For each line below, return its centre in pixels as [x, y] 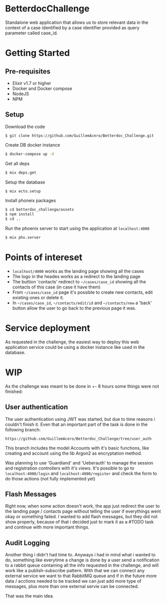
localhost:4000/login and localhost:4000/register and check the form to [81, 473]
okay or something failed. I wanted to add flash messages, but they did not [81, 517]
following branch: [23, 429]
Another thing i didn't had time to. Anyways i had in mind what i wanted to [81, 555]
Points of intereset [44, 257]
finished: [14, 391]
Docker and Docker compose [42, 88]
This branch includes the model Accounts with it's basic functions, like [77, 448]
